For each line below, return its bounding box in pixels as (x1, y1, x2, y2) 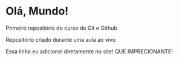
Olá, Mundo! (5, 4, 69, 18)
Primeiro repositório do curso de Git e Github (5, 24, 117, 32)
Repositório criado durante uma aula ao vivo (5, 36, 116, 43)
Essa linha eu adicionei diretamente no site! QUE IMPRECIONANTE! (5, 47, 173, 55)
